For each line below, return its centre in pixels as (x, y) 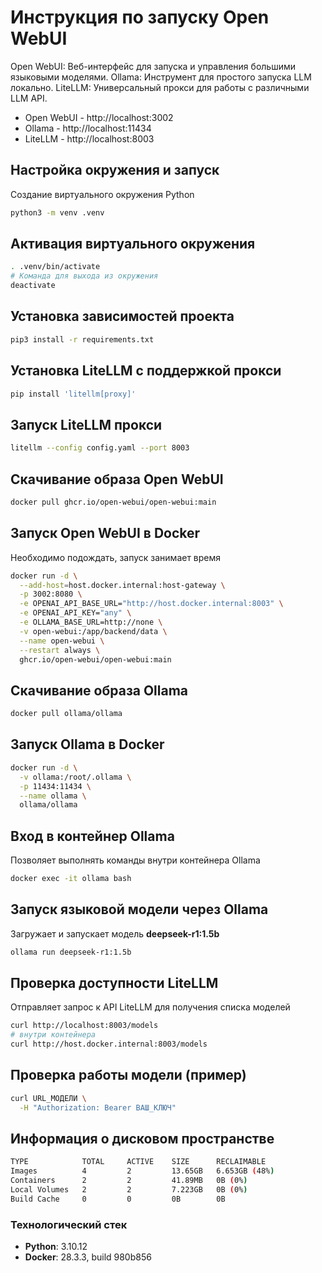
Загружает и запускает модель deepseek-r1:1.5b (115, 933)
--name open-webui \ (62, 641)
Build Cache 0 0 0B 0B (118, 1199)
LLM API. (29, 98)
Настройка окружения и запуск (115, 170)
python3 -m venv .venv (57, 212)
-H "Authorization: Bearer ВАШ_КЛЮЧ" (98, 1107)
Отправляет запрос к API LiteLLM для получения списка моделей (150, 1007)
